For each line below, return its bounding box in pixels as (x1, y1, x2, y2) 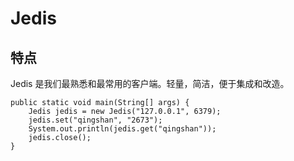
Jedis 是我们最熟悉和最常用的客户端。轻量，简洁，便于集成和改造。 (10, 78, 290, 89)
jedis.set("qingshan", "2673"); (28, 115, 163, 125)
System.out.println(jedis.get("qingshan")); (28, 124, 217, 134)
